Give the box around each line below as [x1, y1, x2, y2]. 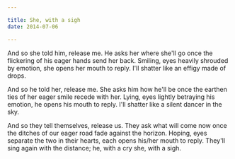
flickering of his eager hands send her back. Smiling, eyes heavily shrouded [7, 56, 229, 64]
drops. [7, 71, 26, 80]
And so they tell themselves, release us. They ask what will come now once [7, 121, 228, 129]
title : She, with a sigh [7, 16, 81, 23]
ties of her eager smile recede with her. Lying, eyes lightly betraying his [7, 93, 215, 101]
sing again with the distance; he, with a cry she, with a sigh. [7, 143, 182, 152]
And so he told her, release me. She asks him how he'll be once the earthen [7, 85, 228, 93]
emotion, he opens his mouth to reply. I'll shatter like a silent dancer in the [7, 100, 222, 108]
